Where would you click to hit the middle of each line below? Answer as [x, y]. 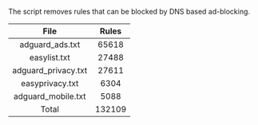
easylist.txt [50, 57]
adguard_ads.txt [50, 45]
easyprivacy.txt [50, 83]
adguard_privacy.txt [50, 70]
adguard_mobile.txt [50, 96]
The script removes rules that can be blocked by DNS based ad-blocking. [129, 12]
